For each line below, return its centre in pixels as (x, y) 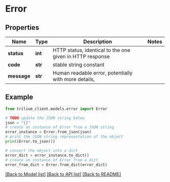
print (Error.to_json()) (30, 142)
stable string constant (78, 65)
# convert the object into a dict (42, 150)
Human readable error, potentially (93, 73)
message (19, 76)
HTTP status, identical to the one (91, 50)
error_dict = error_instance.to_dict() (47, 155)
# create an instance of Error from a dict (52, 160)
